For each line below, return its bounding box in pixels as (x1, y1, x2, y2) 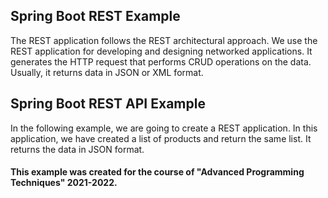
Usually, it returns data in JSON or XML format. (10, 66, 204, 78)
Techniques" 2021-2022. (10, 177, 118, 189)
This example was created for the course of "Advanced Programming (10, 166, 305, 178)
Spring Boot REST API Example (10, 95, 206, 113)
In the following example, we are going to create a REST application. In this (10, 122, 318, 134)
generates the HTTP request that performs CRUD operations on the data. (10, 55, 312, 68)
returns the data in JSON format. (10, 143, 145, 155)
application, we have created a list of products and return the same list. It (10, 132, 312, 144)
